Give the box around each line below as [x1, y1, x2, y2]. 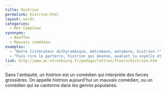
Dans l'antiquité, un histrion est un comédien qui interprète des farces [5, 72, 149, 78]
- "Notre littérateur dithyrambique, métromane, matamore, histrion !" [9, 49, 162, 54]
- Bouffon [9, 35, 30, 40]
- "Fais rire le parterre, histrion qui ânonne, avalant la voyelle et [9, 53, 162, 59]
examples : [5, 44, 26, 49]
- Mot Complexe [9, 26, 41, 31]
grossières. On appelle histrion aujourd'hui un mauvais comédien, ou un [5, 77, 153, 83]
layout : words [5, 16, 35, 21]
